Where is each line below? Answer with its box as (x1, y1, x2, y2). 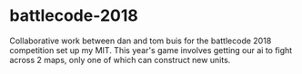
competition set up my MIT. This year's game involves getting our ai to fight (9, 44, 293, 55)
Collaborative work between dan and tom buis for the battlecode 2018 (9, 35, 272, 46)
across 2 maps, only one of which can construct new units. (9, 54, 231, 65)
